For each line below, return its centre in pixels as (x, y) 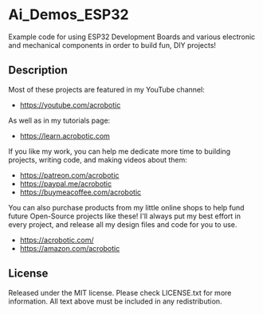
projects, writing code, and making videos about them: (98, 159)
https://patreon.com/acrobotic (69, 175)
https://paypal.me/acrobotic (66, 183)
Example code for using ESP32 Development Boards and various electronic (132, 37)
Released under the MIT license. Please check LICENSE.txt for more (120, 292)
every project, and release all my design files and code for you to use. (123, 224)
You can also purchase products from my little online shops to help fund (126, 207)
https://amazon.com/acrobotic (70, 248)
